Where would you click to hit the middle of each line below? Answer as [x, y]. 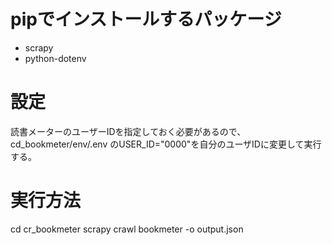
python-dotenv [55, 58]
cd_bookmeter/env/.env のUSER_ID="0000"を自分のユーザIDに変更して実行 [166, 144]
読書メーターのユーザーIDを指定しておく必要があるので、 [128, 131]
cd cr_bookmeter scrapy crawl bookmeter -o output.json [127, 229]
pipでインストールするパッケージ [146, 19]
